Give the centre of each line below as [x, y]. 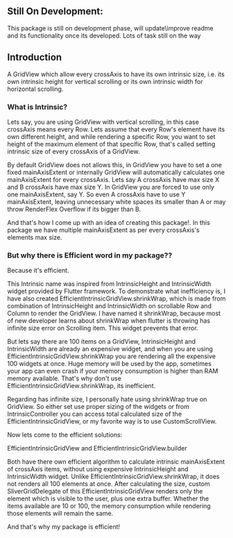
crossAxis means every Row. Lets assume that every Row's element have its [116, 129]
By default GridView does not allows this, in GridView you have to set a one [114, 165]
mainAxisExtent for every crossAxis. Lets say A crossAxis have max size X [113, 179]
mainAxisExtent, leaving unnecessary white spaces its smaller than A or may [116, 201]
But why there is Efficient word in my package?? [90, 255]
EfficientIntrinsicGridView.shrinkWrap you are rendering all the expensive [112, 356]
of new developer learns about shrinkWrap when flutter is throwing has [109, 321]
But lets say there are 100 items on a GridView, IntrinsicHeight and [102, 342]
